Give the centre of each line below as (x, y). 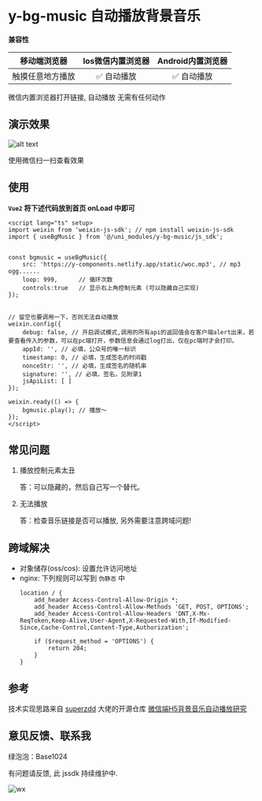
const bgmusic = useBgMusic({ (58, 257)
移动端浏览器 (44, 61)
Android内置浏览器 (192, 61)
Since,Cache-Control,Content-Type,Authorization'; (104, 628)
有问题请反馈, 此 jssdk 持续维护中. (63, 773)
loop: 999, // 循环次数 (68, 279)
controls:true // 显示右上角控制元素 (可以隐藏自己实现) (111, 288)
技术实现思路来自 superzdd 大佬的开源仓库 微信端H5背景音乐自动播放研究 (127, 709)
